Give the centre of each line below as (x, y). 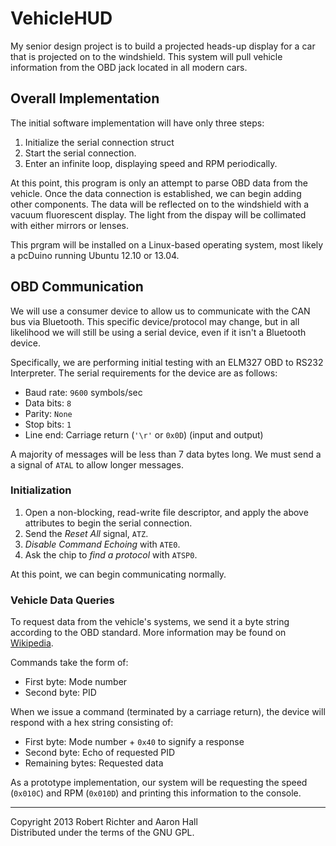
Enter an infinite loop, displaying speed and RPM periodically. (151, 163)
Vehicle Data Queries (62, 600)
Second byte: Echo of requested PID (100, 753)
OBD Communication (77, 287)
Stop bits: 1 (48, 424)
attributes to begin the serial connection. (108, 523)
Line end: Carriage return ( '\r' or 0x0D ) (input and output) (144, 434)
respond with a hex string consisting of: (92, 723)
